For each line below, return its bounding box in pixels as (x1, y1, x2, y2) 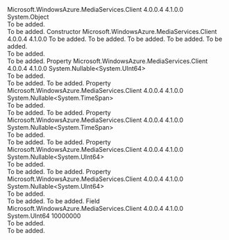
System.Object (7, 12, 49, 21)
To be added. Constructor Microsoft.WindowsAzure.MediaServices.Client (7, 28, 217, 35)
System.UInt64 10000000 (7, 212, 81, 220)
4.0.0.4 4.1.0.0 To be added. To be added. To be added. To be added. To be (7, 35, 223, 43)
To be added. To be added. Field (7, 197, 101, 205)
